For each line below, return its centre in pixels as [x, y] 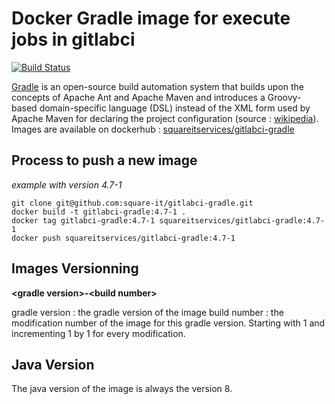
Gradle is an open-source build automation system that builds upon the [157, 86]
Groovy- [284, 97]
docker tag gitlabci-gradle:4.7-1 [83, 220]
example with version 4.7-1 [67, 184]
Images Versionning [75, 268]
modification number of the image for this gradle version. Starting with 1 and [168, 323]
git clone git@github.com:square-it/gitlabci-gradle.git [132, 203]
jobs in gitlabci [73, 39]
